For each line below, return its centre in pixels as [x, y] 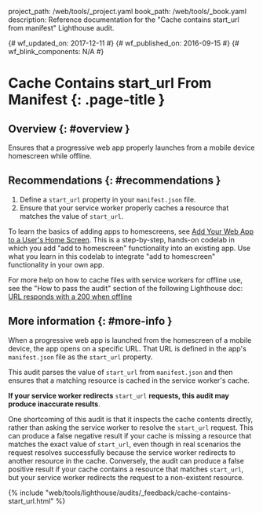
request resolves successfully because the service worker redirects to [122, 452]
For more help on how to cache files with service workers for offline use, [126, 280]
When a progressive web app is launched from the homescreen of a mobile [130, 340]
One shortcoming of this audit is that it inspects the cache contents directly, [131, 419]
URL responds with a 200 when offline [70, 297]
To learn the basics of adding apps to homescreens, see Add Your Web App [131, 231]
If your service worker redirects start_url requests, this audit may [119, 395]
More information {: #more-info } [90, 321]
